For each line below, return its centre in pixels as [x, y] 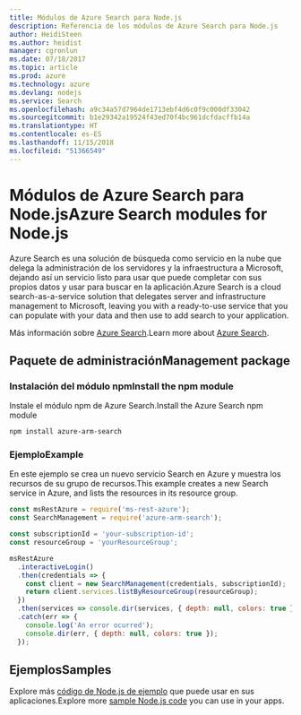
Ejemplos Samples [60, 670]
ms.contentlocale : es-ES [56, 134]
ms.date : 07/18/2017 [48, 59]
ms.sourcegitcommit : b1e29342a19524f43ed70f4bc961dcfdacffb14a [130, 117]
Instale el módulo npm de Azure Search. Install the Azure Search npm [137, 406]
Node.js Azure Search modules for [138, 214]
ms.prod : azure [38, 76]
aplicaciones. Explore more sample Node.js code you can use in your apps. [147, 701]
